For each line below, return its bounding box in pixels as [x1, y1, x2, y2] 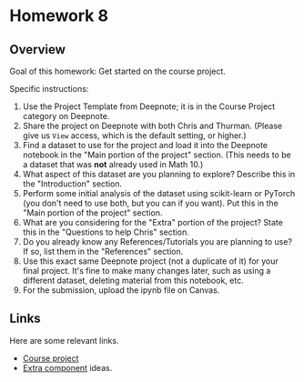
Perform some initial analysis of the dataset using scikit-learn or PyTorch [22, 188, 296, 198]
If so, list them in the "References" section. [22, 246, 184, 256]
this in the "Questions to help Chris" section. [22, 226, 189, 237]
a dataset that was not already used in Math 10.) [22, 159, 204, 169]
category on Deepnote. [22, 111, 110, 121]
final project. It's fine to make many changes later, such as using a [22, 266, 271, 276]
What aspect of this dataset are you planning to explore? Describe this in [22, 169, 296, 179]
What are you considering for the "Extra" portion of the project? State [22, 217, 284, 227]
